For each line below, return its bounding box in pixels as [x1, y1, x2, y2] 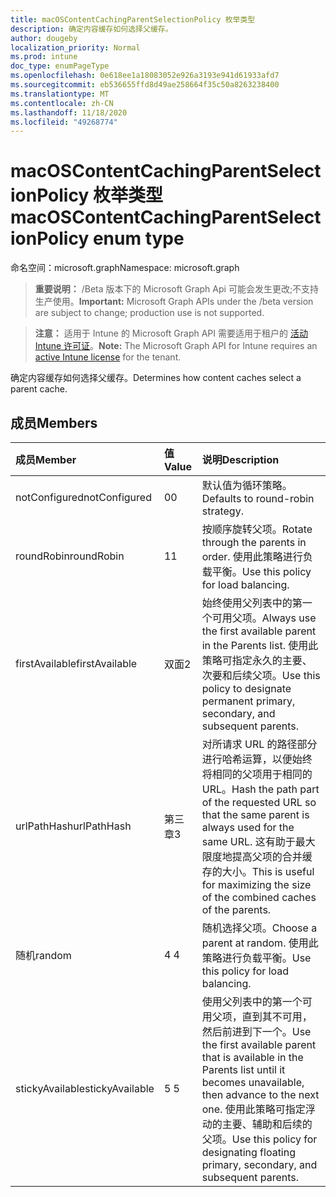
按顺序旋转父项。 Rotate [201, 522, 313, 536]
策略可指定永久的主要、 [201, 654, 313, 667]
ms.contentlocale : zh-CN [10, 98, 114, 108]
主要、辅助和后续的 [221, 1117, 313, 1131]
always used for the [201, 821, 295, 834]
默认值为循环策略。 [201, 479, 293, 492]
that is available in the [201, 1051, 304, 1064]
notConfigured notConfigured [15, 491, 152, 504]
